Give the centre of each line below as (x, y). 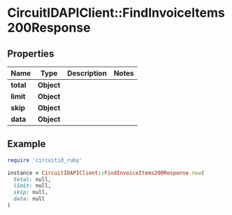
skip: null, (31, 193)
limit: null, (32, 186)
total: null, (32, 179)
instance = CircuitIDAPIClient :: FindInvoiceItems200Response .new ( (106, 173)
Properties (31, 54)
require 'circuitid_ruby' (45, 160)
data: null (29, 199)
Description (87, 73)
